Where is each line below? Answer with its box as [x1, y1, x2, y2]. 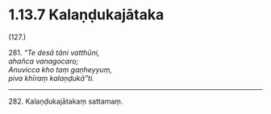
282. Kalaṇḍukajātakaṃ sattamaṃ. [8, 96, 123, 106]
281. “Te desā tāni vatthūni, [8, 47, 100, 57]
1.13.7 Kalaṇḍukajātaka [8, 6, 165, 24]
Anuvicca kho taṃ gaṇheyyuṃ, [8, 64, 113, 74]
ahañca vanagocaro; [8, 56, 79, 66]
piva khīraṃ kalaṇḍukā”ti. [8, 73, 94, 83]
